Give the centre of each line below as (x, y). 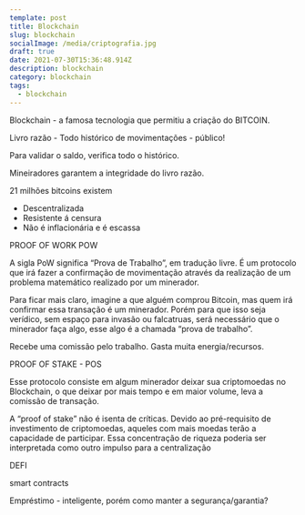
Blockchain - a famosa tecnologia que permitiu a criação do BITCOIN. (140, 120)
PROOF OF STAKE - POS (56, 364)
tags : (20, 86)
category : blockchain (51, 77)
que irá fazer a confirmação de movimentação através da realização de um (150, 272)
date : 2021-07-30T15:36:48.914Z (71, 60)
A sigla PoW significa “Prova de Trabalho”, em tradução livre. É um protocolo (153, 263)
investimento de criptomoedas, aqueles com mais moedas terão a (133, 428)
